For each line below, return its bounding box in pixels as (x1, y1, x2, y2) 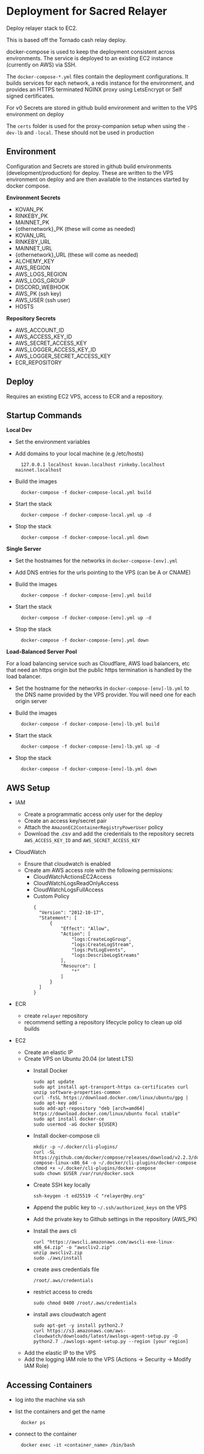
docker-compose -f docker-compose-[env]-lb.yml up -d (21, 743, 160, 750)
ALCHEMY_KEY (15, 257, 55, 264)
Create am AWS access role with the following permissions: (24, 867, 174, 874)
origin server (15, 698, 47, 705)
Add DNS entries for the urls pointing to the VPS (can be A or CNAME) (15, 569, 191, 576)
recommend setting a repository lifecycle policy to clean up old (24, 1019, 182, 1026)
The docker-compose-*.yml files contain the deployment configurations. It (6, 73, 189, 80)
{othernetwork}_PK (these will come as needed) (15, 225, 135, 232)
